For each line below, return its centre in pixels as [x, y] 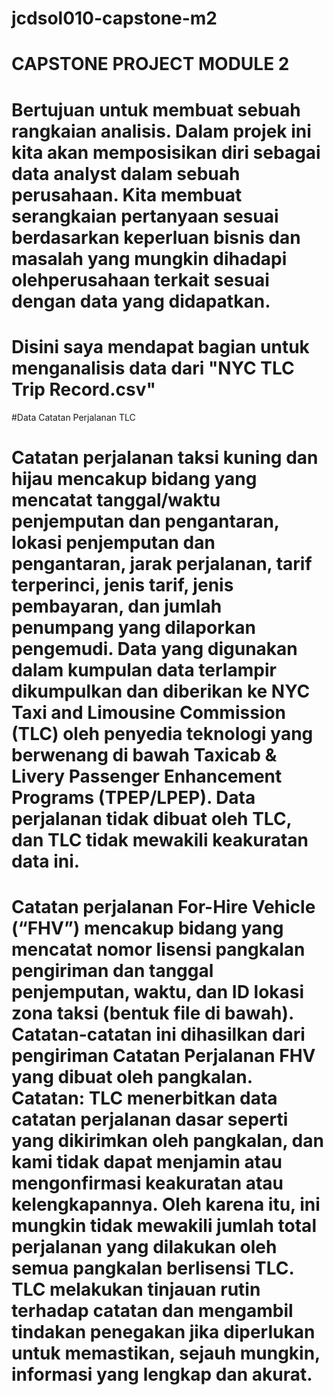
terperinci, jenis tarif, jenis [122, 584]
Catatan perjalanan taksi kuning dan [165, 457]
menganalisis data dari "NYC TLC [153, 368]
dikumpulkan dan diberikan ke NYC [161, 691]
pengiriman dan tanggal [112, 970]
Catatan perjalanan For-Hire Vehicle [163, 906]
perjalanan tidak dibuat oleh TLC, [152, 818]
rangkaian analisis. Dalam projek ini [161, 131]
